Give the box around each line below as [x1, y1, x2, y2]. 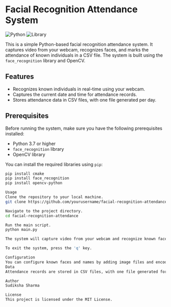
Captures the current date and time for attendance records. [12, 91, 137, 98]
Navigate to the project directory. [5, 208, 83, 214]
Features [5, 73, 34, 81]
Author [5, 278, 19, 284]
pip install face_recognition [5, 176, 70, 181]
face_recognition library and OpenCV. [5, 57, 85, 63]
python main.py [5, 227, 38, 232]
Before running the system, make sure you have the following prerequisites [5, 125, 163, 131]
